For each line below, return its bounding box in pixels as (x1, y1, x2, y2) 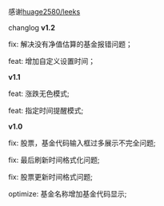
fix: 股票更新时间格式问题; (8, 172, 94, 181)
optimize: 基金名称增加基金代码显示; (8, 189, 127, 198)
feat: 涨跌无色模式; (8, 89, 70, 98)
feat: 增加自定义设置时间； (8, 57, 96, 65)
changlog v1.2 (8, 23, 56, 32)
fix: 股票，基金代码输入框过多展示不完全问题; (8, 138, 156, 148)
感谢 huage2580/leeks (8, 7, 81, 16)
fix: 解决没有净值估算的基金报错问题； (8, 39, 134, 49)
